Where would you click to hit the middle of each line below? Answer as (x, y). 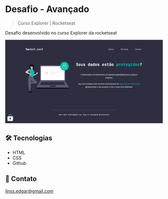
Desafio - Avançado (47, 9)
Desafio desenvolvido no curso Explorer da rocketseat (61, 33)
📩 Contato (21, 179)
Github (19, 163)
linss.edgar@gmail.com (29, 191)
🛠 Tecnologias (29, 138)
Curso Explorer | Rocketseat (46, 23)
